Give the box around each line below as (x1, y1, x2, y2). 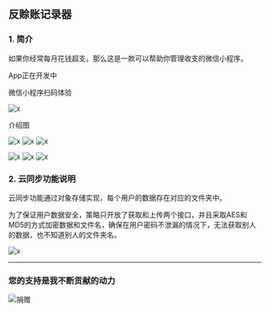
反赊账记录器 (8, 7, 72, 22)
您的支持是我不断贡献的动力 (8, 275, 116, 286)
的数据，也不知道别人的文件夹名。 (8, 229, 121, 239)
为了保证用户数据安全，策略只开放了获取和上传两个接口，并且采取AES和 (8, 209, 247, 219)
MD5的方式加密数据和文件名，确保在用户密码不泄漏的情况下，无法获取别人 (8, 220, 257, 229)
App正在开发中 (8, 71, 58, 80)
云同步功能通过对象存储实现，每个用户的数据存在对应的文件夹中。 (8, 192, 227, 202)
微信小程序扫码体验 (8, 87, 72, 97)
